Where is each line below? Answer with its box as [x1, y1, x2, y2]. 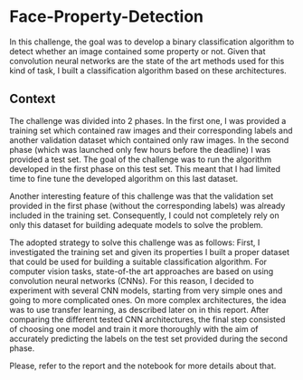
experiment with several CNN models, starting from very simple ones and [9, 285, 283, 296]
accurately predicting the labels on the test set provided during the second [9, 333, 288, 344]
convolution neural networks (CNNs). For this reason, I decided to [9, 275, 255, 286]
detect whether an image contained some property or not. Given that [9, 45, 266, 56]
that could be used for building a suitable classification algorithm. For [9, 256, 268, 267]
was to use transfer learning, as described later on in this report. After [9, 304, 270, 315]
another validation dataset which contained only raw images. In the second [9, 134, 289, 146]
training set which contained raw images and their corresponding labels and [9, 125, 293, 136]
